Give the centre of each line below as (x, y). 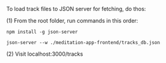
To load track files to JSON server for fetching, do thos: (76, 9)
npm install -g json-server (42, 32)
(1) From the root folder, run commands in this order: (72, 20)
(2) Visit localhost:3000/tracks (45, 54)
